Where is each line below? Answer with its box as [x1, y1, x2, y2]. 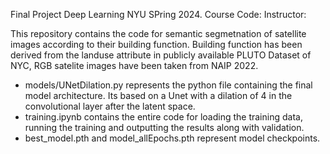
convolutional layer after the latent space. [24, 100, 196, 112]
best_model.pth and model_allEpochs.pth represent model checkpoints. [24, 132, 321, 144]
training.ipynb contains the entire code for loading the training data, [24, 111, 303, 123]
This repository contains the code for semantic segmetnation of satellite [10, 28, 307, 39]
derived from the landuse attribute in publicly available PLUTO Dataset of [10, 49, 312, 61]
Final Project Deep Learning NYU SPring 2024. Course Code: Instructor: [10, 9, 307, 20]
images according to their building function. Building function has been [10, 39, 303, 50]
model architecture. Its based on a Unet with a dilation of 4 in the [24, 90, 293, 101]
